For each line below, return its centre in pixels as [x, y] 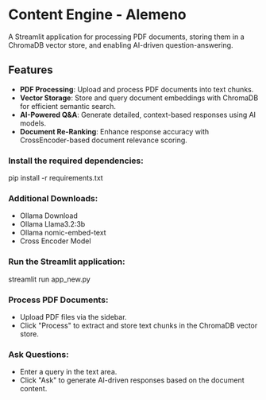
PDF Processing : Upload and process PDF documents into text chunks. [137, 89]
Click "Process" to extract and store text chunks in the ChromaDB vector [139, 325]
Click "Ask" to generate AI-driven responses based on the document [132, 380]
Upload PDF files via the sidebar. [73, 317]
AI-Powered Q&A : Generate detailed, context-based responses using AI [138, 115]
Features [31, 70]
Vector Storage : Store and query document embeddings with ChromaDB [139, 98]
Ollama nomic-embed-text [63, 233]
